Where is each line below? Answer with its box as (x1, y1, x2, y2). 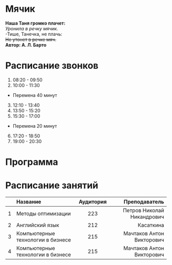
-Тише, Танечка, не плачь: (5, 31, 62, 37)
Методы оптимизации (16, 210, 71, 217)
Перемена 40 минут (12, 92, 57, 98)
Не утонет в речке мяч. (5, 36, 56, 43)
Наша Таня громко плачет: (5, 20, 66, 26)
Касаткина (137, 221, 164, 229)
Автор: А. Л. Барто (5, 42, 47, 48)
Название (16, 198, 41, 205)
